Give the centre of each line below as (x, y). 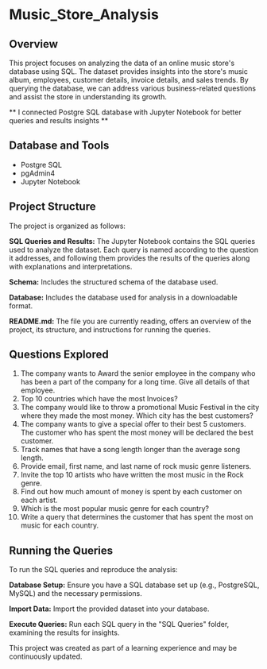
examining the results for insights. (64, 632)
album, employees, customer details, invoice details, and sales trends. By (129, 80)
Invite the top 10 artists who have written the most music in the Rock (132, 475)
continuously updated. (46, 656)
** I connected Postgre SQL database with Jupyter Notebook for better (125, 112)
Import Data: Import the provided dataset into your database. (109, 609)
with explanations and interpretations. (71, 266)
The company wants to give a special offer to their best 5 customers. (133, 424)
